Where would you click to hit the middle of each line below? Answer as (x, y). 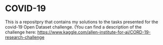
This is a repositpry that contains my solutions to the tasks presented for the (82, 22)
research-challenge (25, 37)
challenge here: (21, 32)
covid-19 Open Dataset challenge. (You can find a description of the (73, 27)
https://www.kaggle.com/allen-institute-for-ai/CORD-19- (94, 32)
